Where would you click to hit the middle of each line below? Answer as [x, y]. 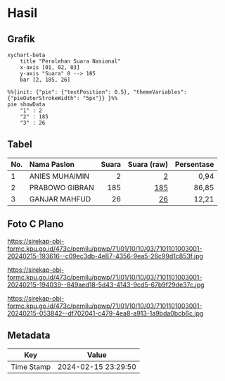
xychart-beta [26, 55]
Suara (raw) [148, 164]
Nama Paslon [52, 164]
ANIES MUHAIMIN [59, 176]
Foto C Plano [36, 224]
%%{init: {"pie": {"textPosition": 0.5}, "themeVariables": [97, 92]
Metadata [29, 336]
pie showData [26, 104]
